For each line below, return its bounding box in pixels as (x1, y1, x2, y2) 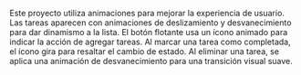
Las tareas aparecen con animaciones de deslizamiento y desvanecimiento (9, 17, 292, 28)
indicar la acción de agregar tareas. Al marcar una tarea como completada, (9, 36, 292, 47)
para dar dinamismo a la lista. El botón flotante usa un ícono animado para (9, 27, 288, 37)
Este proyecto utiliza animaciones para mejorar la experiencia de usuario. (9, 8, 285, 18)
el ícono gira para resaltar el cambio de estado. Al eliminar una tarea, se (9, 46, 280, 57)
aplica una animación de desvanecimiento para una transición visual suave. (9, 56, 294, 66)
